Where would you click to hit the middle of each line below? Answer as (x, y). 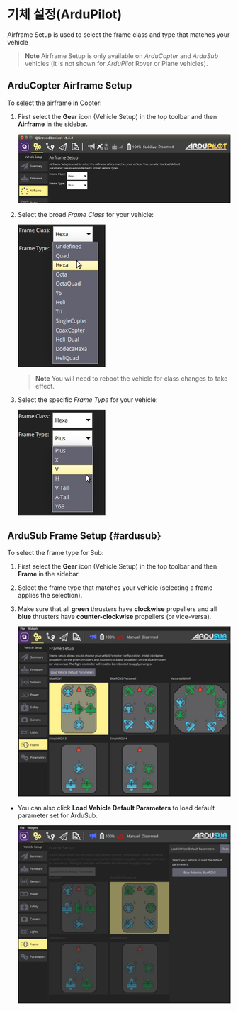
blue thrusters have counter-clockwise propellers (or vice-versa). (114, 617)
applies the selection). (50, 596)
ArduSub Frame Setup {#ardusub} (84, 536)
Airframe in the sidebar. (53, 124)
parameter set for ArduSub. (57, 815)
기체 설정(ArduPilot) (65, 15)
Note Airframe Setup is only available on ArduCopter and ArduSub (121, 56)
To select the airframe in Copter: (55, 103)
